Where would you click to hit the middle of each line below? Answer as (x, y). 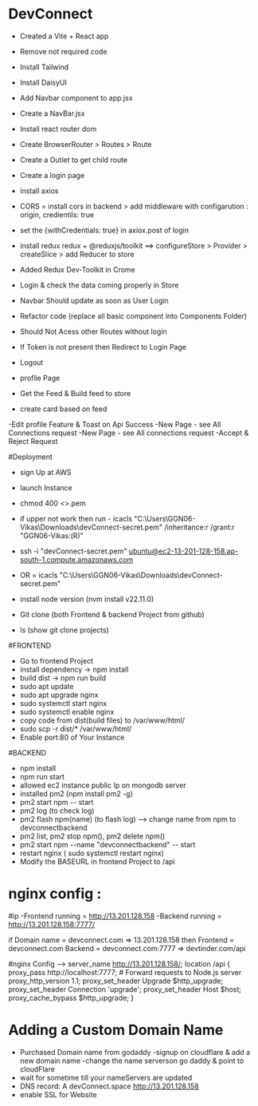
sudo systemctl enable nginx (67, 712)
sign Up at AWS (45, 472)
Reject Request (33, 441)
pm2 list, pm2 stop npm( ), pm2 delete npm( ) (92, 836)
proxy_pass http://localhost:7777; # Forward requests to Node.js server (125, 972)
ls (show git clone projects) (64, 630)
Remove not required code (63, 51)
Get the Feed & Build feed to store (75, 393)
